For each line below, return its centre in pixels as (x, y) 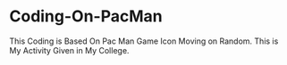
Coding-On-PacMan (86, 16)
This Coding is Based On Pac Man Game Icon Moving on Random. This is (144, 41)
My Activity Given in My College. (69, 50)
